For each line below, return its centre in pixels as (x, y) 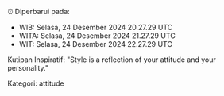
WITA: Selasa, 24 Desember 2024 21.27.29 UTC (97, 36)
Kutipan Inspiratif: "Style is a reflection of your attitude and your (112, 60)
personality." (28, 68)
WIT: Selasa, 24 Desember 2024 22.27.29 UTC (95, 44)
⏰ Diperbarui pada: (39, 12)
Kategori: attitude (36, 83)
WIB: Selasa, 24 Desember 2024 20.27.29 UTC (96, 27)
